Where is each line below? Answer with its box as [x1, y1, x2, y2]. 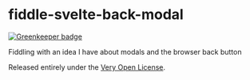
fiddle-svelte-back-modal [8, 6, 184, 24]
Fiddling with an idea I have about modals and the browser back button [8, 47, 242, 56]
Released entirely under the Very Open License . [8, 62, 166, 72]
